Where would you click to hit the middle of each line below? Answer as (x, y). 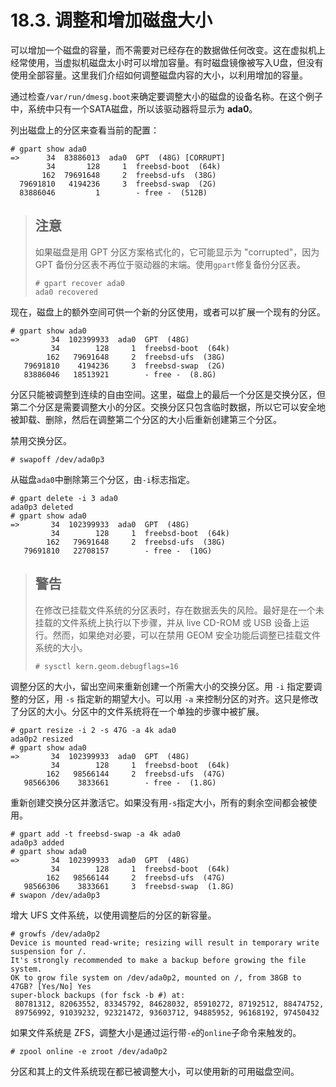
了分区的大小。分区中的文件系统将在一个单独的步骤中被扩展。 (137, 711)
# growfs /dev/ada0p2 (55, 934)
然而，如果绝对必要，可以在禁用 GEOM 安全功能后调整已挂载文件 (186, 635)
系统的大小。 (61, 647)
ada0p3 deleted (42, 507)
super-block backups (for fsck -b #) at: (98, 995)
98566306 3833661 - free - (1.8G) (120, 782)
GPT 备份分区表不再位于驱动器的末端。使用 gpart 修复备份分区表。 (170, 264)
